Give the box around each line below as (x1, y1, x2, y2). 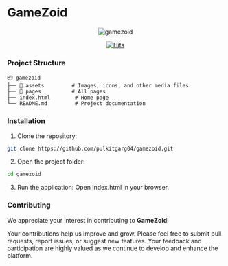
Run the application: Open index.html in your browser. (16, 184, 170, 192)
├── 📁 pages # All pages (7, 88, 106, 96)
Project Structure (7, 58, 66, 67)
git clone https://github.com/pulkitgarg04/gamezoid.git (7, 145, 174, 152)
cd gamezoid (7, 170, 41, 178)
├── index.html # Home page (7, 94, 109, 101)
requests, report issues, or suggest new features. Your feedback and (7, 236, 202, 245)
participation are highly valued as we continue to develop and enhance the (7, 244, 218, 252)
